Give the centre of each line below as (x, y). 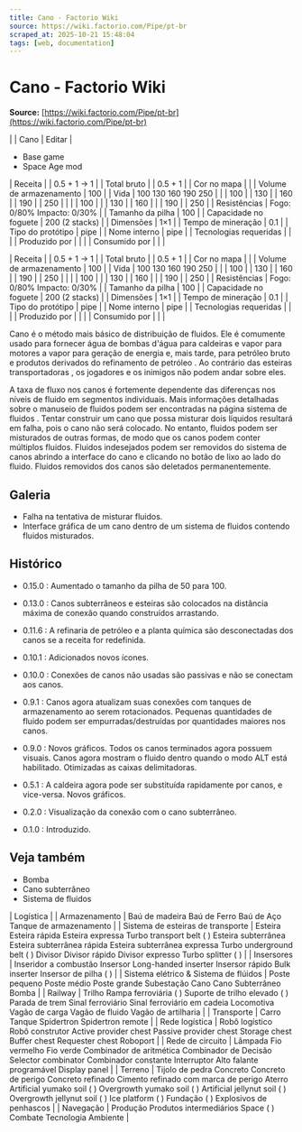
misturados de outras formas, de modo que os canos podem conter (135, 437)
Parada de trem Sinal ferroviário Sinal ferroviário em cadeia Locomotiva (142, 1002)
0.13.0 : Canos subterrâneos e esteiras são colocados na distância (145, 603)
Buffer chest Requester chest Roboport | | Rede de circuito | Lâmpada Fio (146, 1040)
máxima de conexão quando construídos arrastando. (120, 612)
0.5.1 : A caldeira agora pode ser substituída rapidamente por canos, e (152, 785)
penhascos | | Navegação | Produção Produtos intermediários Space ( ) (142, 1108)
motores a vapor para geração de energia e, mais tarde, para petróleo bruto (150, 354)
